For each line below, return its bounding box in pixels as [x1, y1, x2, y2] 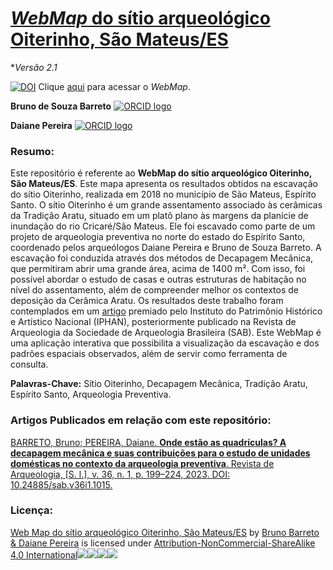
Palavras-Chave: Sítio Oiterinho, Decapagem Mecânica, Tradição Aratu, [10, 378, 308, 390]
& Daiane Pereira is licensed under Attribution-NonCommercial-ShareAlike [10, 537, 316, 549]
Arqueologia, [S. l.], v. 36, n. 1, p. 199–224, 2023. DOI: [10, 468, 231, 480]
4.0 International [10, 548, 78, 561]
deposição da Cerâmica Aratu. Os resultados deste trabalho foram [10, 295, 284, 307]
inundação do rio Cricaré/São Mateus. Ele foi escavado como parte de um [10, 220, 316, 232]
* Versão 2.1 [10, 61, 58, 73]
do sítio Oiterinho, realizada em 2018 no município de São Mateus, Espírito [10, 188, 317, 201]
